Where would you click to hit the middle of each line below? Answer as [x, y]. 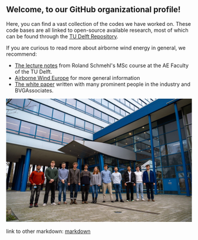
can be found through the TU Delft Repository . [62, 36]
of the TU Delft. [33, 71]
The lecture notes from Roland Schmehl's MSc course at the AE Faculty [102, 65]
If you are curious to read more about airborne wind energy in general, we [96, 48]
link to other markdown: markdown [48, 231]
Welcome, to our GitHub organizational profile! [93, 10]
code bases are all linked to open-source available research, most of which [97, 30]
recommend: [22, 54]
